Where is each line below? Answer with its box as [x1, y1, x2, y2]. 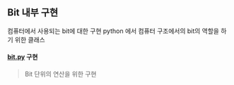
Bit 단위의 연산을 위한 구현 [24, 70, 97, 79]
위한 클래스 [14, 35, 46, 44]
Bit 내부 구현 [7, 6, 59, 19]
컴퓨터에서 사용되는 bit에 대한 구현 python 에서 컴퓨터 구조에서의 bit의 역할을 [7, 27, 219, 35]
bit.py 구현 [7, 53, 38, 61]
